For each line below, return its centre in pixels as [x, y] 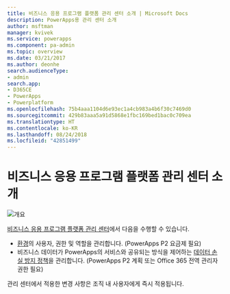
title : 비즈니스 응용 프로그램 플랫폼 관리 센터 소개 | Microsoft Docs [98, 13]
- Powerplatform [30, 103]
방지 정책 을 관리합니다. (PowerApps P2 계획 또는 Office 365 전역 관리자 [121, 260]
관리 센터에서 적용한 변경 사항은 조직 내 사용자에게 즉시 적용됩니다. [95, 284]
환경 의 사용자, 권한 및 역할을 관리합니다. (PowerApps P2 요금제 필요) [109, 243]
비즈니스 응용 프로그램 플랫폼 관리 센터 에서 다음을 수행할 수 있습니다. [98, 229]
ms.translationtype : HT [41, 122]
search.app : [24, 84]
